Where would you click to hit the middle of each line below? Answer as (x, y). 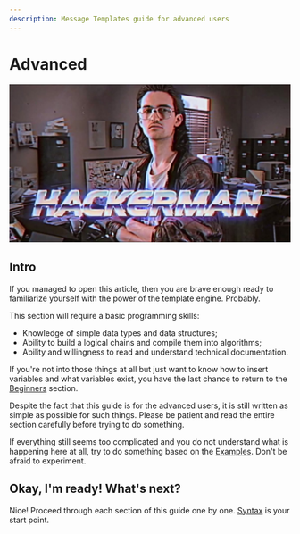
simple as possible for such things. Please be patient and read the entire (142, 414)
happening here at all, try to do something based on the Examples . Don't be (148, 451)
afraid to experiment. (48, 461)
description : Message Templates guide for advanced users (119, 19)
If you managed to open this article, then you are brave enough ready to (142, 288)
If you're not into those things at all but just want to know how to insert (139, 369)
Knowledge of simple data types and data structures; (120, 333)
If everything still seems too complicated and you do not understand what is (149, 441)
